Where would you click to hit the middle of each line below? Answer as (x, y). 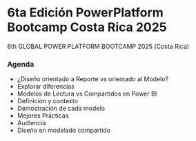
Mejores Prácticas (43, 116)
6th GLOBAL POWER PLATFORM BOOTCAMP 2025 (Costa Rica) (98, 46)
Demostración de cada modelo (61, 109)
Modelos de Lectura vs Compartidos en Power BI (87, 94)
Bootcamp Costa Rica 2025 (87, 27)
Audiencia (31, 123)
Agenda (21, 64)
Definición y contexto (47, 101)
